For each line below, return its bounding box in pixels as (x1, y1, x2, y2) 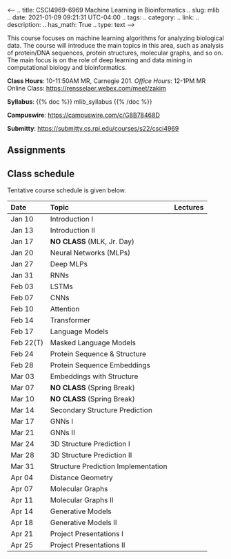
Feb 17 (10, 327, 34, 336)
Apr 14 (10, 506, 33, 516)
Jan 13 (10, 226, 34, 235)
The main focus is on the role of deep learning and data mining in (7, 56, 192, 64)
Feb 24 (10, 349, 34, 359)
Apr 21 (10, 529, 33, 539)
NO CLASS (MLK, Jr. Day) (50, 237, 134, 246)
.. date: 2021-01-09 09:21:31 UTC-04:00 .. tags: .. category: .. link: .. (7, 13, 199, 21)
